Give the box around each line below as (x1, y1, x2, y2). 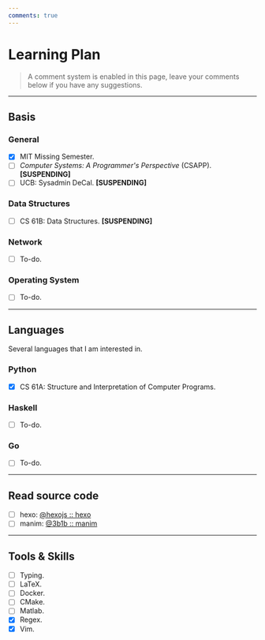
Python (8, 364, 37, 375)
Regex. (19, 615, 43, 624)
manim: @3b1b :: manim (19, 518, 98, 529)
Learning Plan (8, 45, 101, 63)
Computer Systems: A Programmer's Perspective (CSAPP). (19, 161, 212, 170)
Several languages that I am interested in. (8, 344, 144, 354)
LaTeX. (19, 579, 42, 589)
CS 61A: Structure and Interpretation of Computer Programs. (19, 382, 216, 391)
